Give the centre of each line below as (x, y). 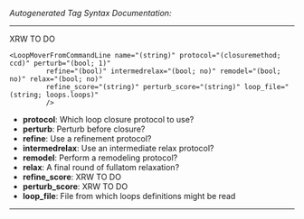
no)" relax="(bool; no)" (56, 79)
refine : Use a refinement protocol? (87, 138)
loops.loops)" (72, 95)
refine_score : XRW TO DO (72, 177)
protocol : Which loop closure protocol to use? (108, 119)
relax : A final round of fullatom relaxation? (101, 167)
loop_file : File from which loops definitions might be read (129, 196)
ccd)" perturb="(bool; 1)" (60, 63)
